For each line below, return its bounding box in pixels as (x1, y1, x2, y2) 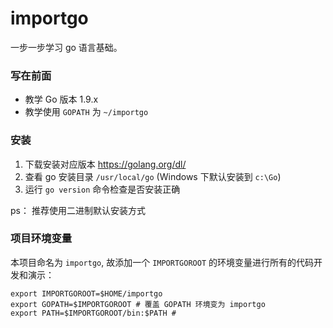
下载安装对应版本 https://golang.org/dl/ (24, 158, 187, 170)
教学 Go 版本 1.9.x (24, 93, 99, 106)
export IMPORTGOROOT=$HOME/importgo (10, 288, 163, 299)
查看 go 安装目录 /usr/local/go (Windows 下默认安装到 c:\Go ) (24, 170, 282, 182)
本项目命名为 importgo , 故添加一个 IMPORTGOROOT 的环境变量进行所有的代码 (10, 256, 314, 268)
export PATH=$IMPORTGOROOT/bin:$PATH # (10, 308, 177, 318)
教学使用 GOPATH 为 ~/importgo (24, 106, 149, 118)
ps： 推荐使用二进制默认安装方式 (10, 204, 146, 216)
